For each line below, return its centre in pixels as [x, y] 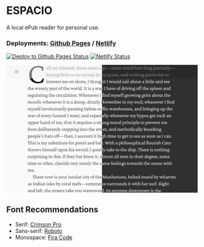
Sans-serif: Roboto [39, 231]
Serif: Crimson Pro [38, 224]
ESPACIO [29, 11]
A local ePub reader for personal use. [53, 27]
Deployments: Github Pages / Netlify [61, 43]
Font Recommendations [53, 210]
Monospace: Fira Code [44, 237]
